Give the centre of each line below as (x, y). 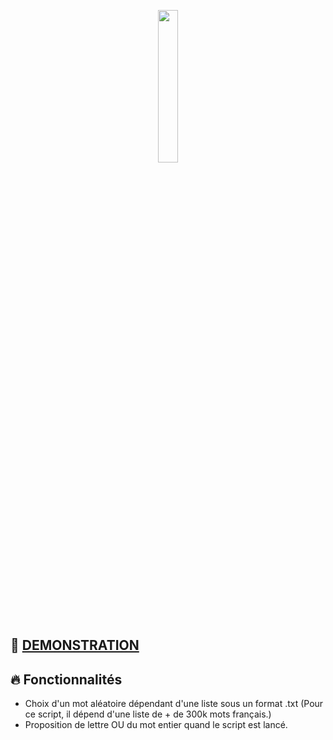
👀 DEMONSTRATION (75, 645)
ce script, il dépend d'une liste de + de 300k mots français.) (148, 714)
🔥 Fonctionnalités (66, 679)
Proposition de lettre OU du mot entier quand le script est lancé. (156, 725)
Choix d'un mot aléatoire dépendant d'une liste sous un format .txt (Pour (174, 704)
